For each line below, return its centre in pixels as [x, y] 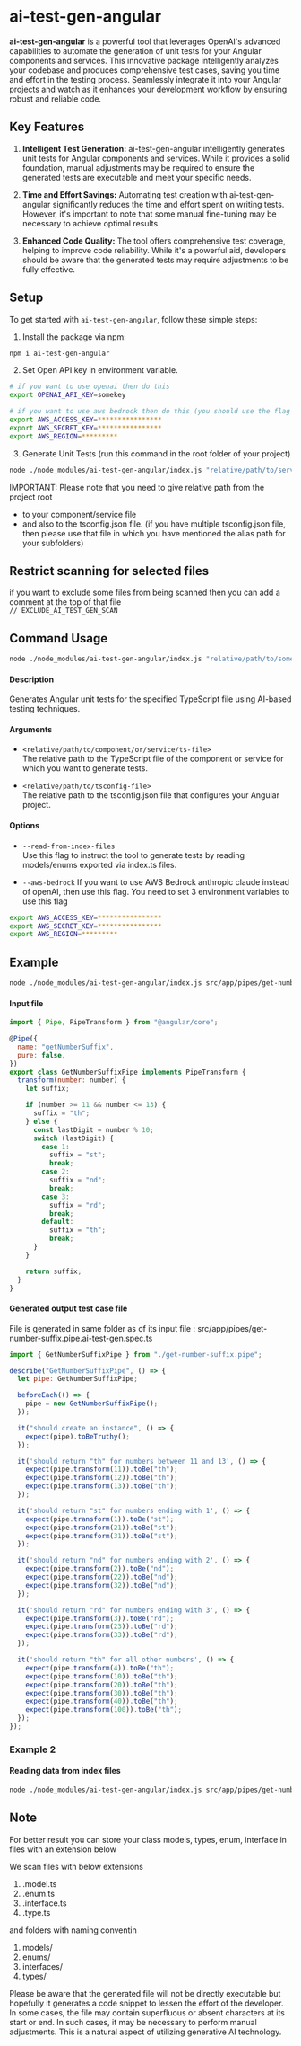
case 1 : [56, 1147]
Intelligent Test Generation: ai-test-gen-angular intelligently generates [153, 148]
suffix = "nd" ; [77, 1180]
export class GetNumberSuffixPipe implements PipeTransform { [128, 1072]
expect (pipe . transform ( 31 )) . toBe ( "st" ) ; [102, 1536]
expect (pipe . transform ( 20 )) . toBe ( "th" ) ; [102, 1685]
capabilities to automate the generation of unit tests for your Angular [135, 50]
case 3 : [56, 1197]
